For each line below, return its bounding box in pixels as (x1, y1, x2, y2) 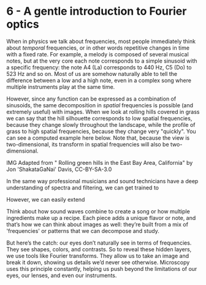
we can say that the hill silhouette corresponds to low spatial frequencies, (6, 115, 193, 122)
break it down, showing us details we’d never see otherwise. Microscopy (6, 259, 190, 266)
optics (6, 17, 39, 31)
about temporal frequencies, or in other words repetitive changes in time (6, 44, 190, 51)
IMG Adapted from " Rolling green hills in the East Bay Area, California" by (6, 159, 193, 166)
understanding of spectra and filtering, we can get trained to (6, 184, 159, 191)
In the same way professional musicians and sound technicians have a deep (6, 177, 199, 184)
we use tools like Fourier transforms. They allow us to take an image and (6, 252, 189, 259)
